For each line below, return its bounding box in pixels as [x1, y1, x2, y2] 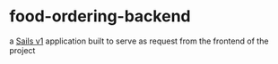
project [9, 44, 36, 55]
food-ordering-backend [9, 6, 191, 27]
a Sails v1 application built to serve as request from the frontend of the [9, 36, 269, 46]
